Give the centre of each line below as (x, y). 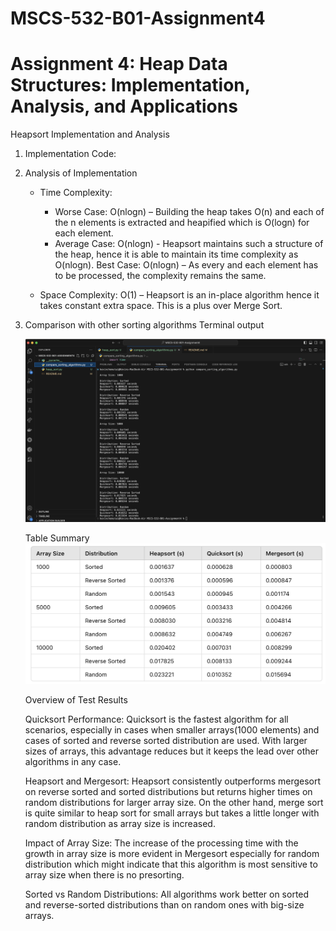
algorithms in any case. (73, 762)
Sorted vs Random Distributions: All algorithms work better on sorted (167, 894)
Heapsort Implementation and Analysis (90, 134)
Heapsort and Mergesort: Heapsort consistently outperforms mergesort (173, 781)
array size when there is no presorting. (104, 875)
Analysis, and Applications (124, 106)
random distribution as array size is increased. (120, 824)
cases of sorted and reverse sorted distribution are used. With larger (166, 741)
